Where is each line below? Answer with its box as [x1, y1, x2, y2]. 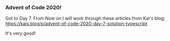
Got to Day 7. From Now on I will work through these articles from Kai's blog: [5, 15, 165, 21]
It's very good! [5, 30, 36, 36]
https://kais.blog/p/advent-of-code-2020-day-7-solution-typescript [5, 20, 148, 26]
